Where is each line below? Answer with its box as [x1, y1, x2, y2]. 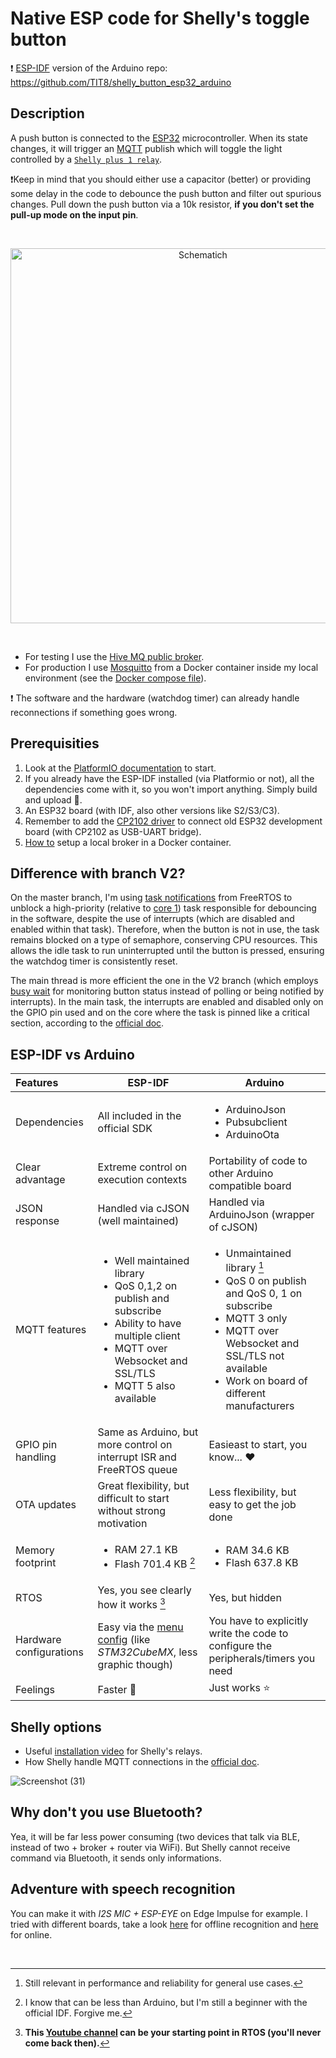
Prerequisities [10, 735, 100, 752]
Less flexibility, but [208, 1485, 297, 1499]
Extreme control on [97, 1160, 188, 1174]
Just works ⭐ [208, 1681, 271, 1695]
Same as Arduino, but [97, 1425, 199, 1439]
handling [15, 1450, 57, 1464]
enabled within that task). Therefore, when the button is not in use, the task [10, 923, 320, 936]
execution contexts [97, 1173, 188, 1187]
